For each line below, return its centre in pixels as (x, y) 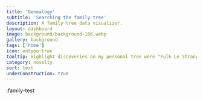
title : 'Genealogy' (31, 12)
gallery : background (32, 40)
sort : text (20, 68)
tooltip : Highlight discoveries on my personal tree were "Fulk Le (93, 57)
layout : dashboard (29, 29)
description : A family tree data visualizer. (64, 23)
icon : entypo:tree (29, 51)
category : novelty (29, 62)
